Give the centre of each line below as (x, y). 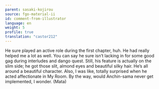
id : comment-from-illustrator (36, 18)
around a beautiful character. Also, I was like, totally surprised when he (76, 71)
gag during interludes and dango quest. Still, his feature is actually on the (78, 61)
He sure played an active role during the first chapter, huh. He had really (77, 50)
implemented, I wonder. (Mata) (36, 81)
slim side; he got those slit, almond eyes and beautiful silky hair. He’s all (77, 66)
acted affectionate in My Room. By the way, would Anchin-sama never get (79, 76)
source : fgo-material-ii (30, 14)
